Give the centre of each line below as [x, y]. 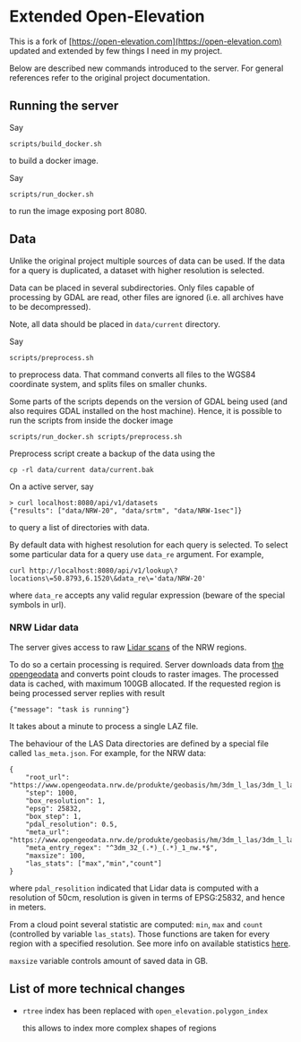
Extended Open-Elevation [107, 17]
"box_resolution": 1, [65, 801]
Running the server [64, 106]
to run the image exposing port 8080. [78, 211]
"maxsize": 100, [56, 856]
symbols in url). [38, 604]
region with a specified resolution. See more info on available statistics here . [150, 943]
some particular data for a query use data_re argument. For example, [137, 554]
